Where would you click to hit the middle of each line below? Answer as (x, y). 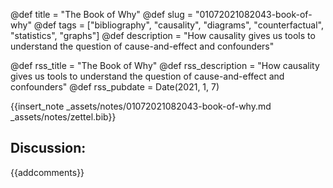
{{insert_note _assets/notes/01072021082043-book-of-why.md (141, 106)
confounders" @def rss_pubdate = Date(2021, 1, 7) (115, 87)
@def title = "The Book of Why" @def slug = (102, 14)
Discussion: (48, 148)
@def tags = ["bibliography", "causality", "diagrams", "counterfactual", (179, 25)
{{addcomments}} (47, 172)
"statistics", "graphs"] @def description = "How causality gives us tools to (163, 35)
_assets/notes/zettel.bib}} (63, 117)
